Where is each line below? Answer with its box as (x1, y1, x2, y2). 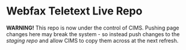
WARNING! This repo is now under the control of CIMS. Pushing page (6, 24, 179, 31)
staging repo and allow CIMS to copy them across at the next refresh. (6, 37, 179, 44)
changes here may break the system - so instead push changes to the (6, 30, 180, 37)
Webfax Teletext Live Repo (6, 4, 143, 18)
